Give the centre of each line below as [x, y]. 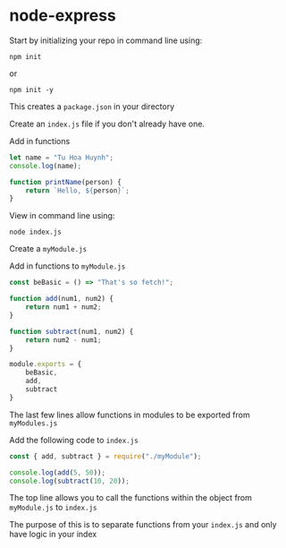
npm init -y [31, 90]
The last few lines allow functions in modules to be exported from [130, 415]
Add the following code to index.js [74, 440]
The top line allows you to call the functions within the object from [131, 498]
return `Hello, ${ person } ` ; [77, 190]
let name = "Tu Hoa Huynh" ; [62, 158]
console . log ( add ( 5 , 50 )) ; [57, 472]
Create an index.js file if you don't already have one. [107, 124]
